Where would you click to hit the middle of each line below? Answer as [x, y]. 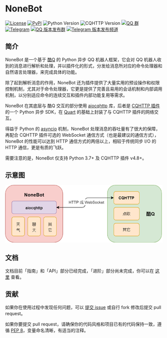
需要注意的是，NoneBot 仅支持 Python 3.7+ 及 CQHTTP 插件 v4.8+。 [76, 158]
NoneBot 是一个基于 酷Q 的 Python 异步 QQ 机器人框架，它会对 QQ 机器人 [81, 59]
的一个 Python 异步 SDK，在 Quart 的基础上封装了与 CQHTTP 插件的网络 [80, 112]
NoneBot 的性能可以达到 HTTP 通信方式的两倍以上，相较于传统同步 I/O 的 [81, 141]
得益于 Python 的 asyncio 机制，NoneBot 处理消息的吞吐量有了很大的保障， [83, 129]
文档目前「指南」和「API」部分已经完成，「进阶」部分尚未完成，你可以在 [80, 271]
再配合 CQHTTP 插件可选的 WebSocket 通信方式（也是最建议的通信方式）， [82, 135]
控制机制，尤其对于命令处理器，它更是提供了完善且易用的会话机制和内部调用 [84, 89]
